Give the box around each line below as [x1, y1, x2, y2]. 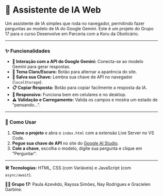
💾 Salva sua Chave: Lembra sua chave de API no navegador [12, 74, 133, 80]
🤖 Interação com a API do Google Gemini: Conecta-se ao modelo [12, 58, 144, 65]
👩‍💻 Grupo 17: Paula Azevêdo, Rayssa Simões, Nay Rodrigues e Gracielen [5, 181, 151, 187]
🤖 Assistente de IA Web [5, 4, 101, 16]
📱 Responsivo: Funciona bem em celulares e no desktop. [12, 92, 127, 98]
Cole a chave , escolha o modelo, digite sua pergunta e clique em [12, 145, 142, 151]
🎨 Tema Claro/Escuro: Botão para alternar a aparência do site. [12, 69, 137, 75]
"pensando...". [12, 102, 41, 108]
